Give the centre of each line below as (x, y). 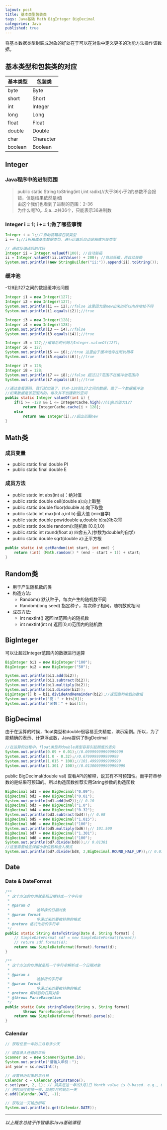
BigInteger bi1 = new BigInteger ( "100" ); (49, 662)
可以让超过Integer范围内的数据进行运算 (45, 653)
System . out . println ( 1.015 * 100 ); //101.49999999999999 (63, 761)
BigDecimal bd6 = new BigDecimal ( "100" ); (49, 824)
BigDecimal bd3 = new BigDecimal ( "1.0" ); (49, 805)
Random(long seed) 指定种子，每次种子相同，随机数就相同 (80, 605)
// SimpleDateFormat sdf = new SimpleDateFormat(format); (75, 938)
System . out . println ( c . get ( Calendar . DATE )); (51, 1108)
